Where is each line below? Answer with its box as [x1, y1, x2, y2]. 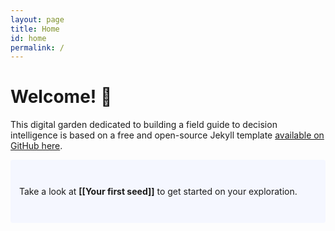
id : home [10, 33, 47, 43]
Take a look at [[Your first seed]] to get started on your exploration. [19, 186, 298, 198]
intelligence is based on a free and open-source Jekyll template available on [10, 129, 325, 141]
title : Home [10, 24, 60, 34]
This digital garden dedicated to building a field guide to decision [10, 119, 278, 131]
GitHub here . [10, 140, 63, 152]
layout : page [10, 14, 65, 25]
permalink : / [10, 42, 65, 53]
